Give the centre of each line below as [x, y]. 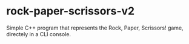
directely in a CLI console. [39, 34]
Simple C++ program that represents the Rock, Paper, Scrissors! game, [95, 28]
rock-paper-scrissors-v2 [71, 11]
